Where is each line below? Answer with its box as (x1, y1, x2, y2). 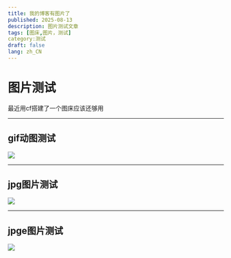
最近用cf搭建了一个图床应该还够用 (8, 104, 104, 112)
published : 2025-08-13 (8, 16, 73, 23)
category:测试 (8, 36, 47, 43)
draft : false (8, 42, 45, 49)
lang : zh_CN (8, 49, 42, 56)
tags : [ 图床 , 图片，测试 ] (8, 29, 71, 36)
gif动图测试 (8, 132, 56, 144)
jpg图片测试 (8, 179, 58, 191)
